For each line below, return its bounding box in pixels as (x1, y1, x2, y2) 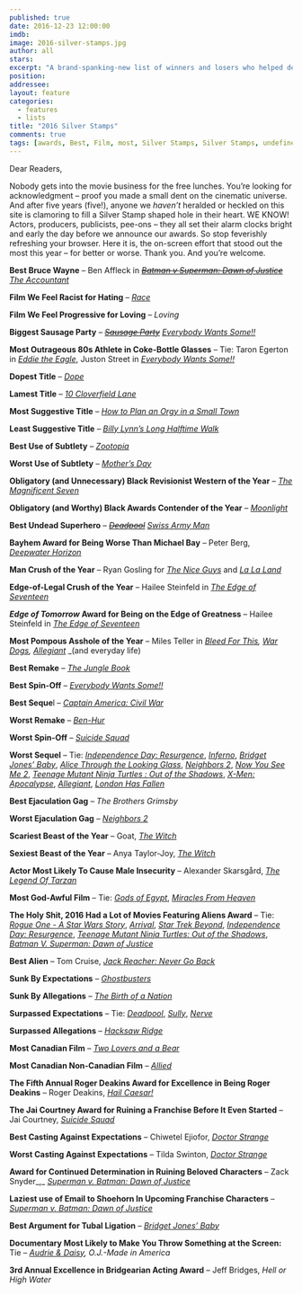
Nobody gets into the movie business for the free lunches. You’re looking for (9, 181, 292, 191)
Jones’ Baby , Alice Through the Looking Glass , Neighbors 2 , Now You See (9, 758, 286, 769)
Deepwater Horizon (9, 546, 82, 557)
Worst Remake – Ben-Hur (9, 714, 105, 725)
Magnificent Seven (9, 484, 79, 495)
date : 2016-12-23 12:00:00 (9, 22, 111, 31)
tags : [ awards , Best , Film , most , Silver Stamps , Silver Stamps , (9, 138, 259, 147)
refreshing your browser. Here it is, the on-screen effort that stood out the (9, 237, 283, 248)
